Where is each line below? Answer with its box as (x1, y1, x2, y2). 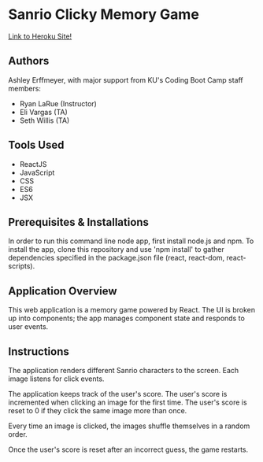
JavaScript (19, 168, 55, 177)
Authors (8, 54, 50, 68)
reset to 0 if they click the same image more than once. (8, 406, 187, 415)
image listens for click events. (8, 374, 105, 383)
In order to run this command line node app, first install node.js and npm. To (8, 236, 254, 246)
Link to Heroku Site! (8, 31, 72, 41)
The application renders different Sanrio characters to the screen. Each (8, 366, 239, 375)
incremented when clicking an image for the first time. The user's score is (8, 397, 247, 407)
